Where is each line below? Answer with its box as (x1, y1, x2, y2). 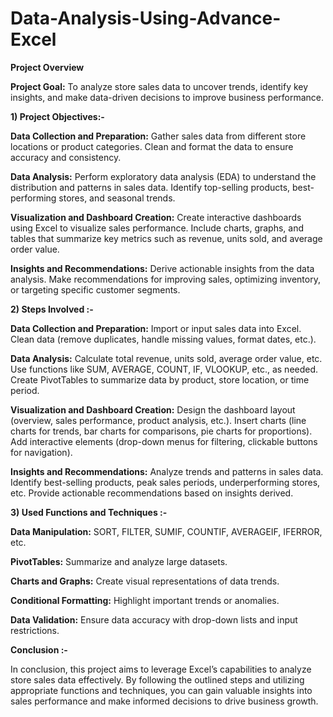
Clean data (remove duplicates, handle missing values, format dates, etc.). (10, 333, 317, 345)
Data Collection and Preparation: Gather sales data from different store (10, 130, 307, 142)
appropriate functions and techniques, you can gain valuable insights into (10, 684, 313, 696)
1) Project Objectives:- (10, 110, 105, 122)
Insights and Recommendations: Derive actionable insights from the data (10, 262, 315, 274)
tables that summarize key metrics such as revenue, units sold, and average (10, 232, 323, 244)
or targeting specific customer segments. (10, 283, 181, 296)
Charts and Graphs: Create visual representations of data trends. (10, 575, 280, 587)
